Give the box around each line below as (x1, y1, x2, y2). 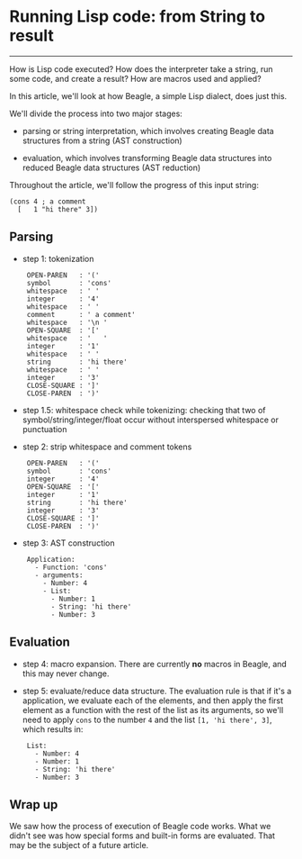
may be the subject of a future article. (9, 840, 149, 851)
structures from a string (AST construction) (22, 135, 182, 146)
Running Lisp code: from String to (9, 6, 266, 27)
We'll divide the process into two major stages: (9, 108, 182, 119)
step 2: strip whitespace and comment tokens (22, 441, 192, 452)
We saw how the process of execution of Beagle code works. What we (9, 821, 271, 832)
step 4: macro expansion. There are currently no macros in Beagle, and (22, 658, 288, 669)
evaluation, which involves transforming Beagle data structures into (22, 152, 272, 163)
